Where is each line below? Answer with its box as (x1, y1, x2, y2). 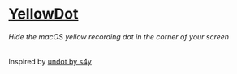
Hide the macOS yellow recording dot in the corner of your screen (8, 31, 230, 41)
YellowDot (8, 5, 79, 23)
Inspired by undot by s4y (8, 57, 92, 67)
